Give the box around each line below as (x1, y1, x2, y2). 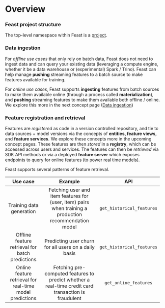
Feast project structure (5, 21, 61, 28)
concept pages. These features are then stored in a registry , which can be (5, 141, 156, 147)
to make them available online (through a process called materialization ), (5, 91, 154, 97)
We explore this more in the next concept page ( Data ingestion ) (5, 102, 134, 108)
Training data (8, 202, 39, 209)
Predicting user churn (44, 238, 95, 244)
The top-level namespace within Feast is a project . (5, 32, 108, 38)
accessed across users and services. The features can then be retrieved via (5, 146, 159, 152)
